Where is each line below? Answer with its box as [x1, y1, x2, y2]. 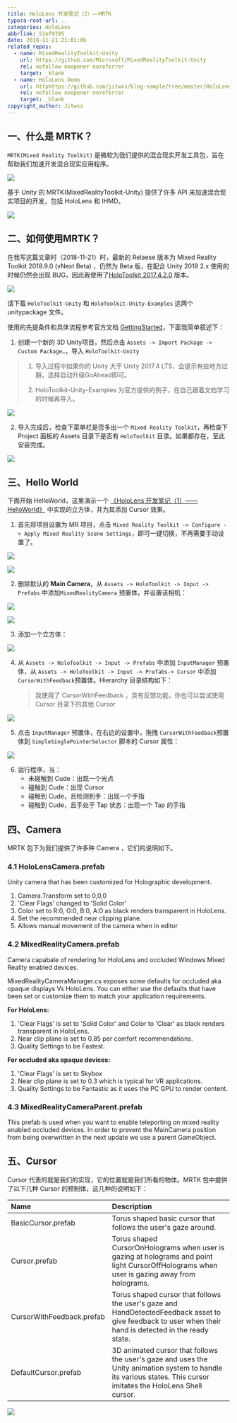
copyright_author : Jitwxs [7, 103, 83, 110]
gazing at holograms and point [111, 1251, 213, 1261]
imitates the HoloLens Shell [111, 1381, 202, 1390]
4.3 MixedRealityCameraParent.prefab [7, 1102, 143, 1111]
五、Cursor [7, 1155, 58, 1167]
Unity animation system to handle [111, 1363, 223, 1373]
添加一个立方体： [17, 630, 68, 639]
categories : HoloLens [7, 23, 71, 30]
